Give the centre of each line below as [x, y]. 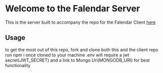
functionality [18, 65]
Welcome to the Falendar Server [73, 9]
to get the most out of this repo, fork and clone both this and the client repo [82, 49]
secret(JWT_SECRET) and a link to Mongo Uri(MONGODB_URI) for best [77, 60]
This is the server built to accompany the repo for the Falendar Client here [81, 22]
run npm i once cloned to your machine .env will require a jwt [67, 55]
